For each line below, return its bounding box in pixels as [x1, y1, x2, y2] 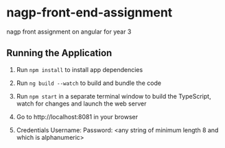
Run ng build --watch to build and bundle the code [16, 79, 162, 87]
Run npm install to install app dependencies [16, 65, 143, 73]
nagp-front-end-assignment [6, 5, 173, 21]
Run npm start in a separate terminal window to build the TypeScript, [16, 92, 211, 100]
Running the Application [6, 47, 113, 59]
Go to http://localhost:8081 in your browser [16, 112, 139, 121]
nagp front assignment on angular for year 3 [6, 27, 132, 36]
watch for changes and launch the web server [16, 99, 147, 108]
